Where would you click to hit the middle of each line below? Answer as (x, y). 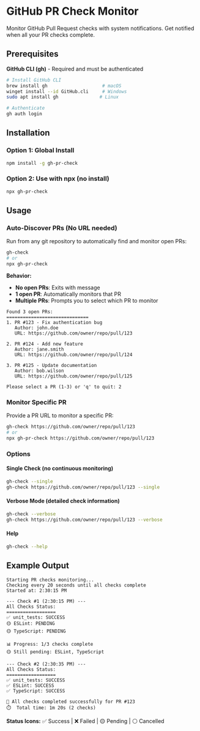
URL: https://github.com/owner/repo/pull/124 (73, 355)
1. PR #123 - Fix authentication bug (54, 323)
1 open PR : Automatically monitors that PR (68, 294)
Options (18, 453)
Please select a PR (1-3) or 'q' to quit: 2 (64, 387)
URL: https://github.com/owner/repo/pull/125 (73, 376)
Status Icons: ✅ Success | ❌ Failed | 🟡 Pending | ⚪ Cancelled (85, 721)
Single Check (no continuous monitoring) (60, 468)
